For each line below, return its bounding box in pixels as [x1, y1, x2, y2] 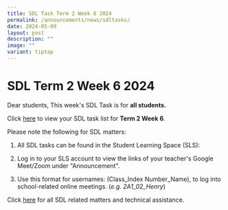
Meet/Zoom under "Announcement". [16, 161, 120, 169]
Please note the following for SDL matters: [7, 127, 127, 136]
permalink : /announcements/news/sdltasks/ [7, 17, 130, 23]
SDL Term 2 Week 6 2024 [7, 78, 155, 94]
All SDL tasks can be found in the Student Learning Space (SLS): [16, 140, 201, 149]
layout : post [7, 29, 45, 36]
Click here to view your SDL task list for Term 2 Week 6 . [7, 114, 166, 123]
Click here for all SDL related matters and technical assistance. [7, 196, 185, 204]
